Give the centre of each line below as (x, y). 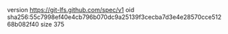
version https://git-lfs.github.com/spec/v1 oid (71, 10)
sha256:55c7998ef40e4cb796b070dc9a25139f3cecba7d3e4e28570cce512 (114, 17)
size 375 (53, 24)
